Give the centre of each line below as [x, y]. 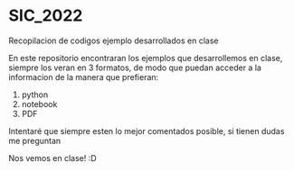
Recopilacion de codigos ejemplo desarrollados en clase [114, 40]
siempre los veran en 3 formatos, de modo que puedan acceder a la [135, 67]
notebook [39, 103]
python [35, 94]
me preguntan [35, 140]
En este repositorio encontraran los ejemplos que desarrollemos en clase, [146, 58]
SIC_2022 [46, 16]
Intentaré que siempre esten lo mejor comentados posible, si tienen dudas [147, 130]
